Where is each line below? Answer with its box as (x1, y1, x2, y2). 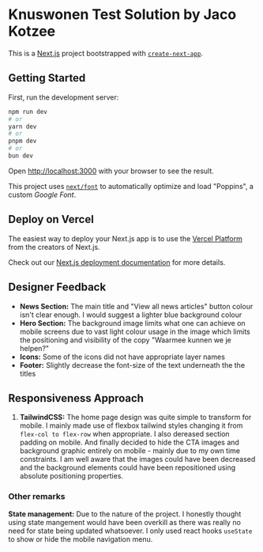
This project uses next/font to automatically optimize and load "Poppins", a (8, 181, 254, 191)
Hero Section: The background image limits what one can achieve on (19, 318, 246, 327)
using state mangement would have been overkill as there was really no (8, 517, 241, 527)
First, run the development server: (8, 93, 119, 102)
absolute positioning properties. (19, 471, 124, 481)
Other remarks (8, 491, 66, 502)
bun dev (8, 152, 34, 160)
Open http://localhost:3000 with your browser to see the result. (8, 166, 215, 176)
